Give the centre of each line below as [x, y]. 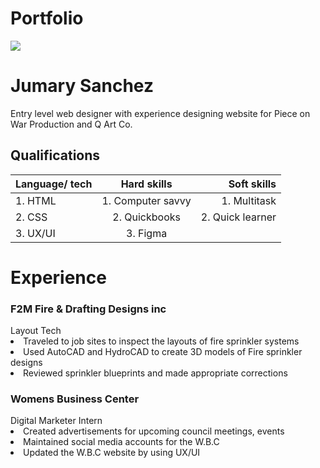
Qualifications [55, 155]
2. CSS [31, 217]
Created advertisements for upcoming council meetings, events [154, 431]
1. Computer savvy [146, 200]
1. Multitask [249, 200]
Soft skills [252, 184]
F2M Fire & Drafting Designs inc [88, 309]
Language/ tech [54, 184]
